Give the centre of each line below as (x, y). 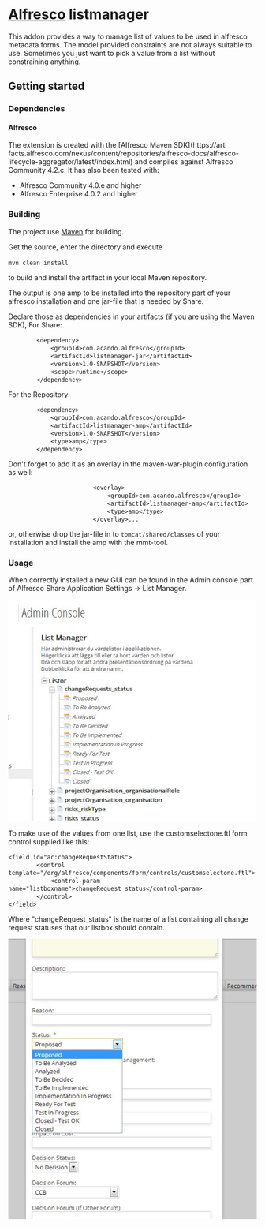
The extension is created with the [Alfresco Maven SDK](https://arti (118, 145)
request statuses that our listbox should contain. (86, 927)
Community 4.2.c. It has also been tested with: (84, 170)
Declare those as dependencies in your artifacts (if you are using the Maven (131, 316)
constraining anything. (45, 62)
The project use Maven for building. (66, 231)
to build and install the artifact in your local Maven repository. (108, 277)
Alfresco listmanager (79, 15)
